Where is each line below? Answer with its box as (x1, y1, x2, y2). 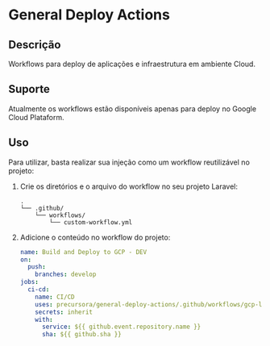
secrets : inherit (35, 308, 93, 316)
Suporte (8, 82, 50, 96)
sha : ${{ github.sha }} (41, 331, 123, 339)
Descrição (8, 38, 61, 52)
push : (27, 263, 46, 271)
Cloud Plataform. (8, 112, 64, 122)
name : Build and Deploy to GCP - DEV (19, 248, 147, 256)
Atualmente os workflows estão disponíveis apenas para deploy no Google (8, 103, 256, 114)
